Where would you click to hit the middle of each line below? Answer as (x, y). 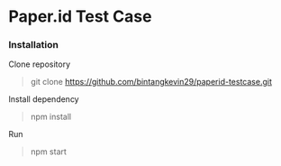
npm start (48, 152)
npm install (51, 117)
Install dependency (44, 99)
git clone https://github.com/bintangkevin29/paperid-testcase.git (151, 82)
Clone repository (40, 64)
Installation (34, 45)
